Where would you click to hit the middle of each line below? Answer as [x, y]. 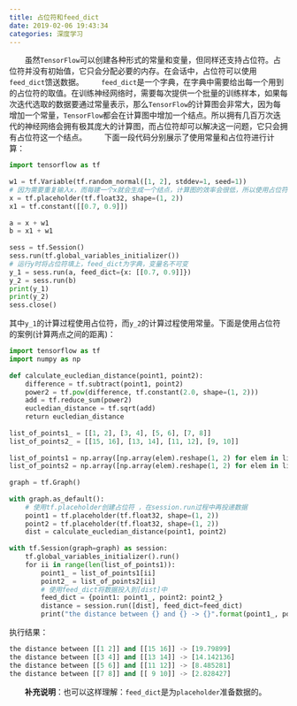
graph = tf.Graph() [45, 483]
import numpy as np [45, 359]
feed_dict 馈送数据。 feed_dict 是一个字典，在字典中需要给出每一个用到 [147, 82]
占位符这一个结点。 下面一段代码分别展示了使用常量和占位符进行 [141, 137]
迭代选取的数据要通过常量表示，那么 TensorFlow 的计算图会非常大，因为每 [148, 104]
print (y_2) [29, 297]
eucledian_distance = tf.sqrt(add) [91, 409]
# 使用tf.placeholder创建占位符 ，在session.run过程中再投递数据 [137, 507]
